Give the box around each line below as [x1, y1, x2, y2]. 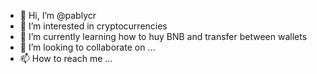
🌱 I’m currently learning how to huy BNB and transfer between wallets [19, 31, 308, 42]
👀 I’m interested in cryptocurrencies [19, 20, 168, 32]
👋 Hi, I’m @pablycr [19, 10, 97, 21]
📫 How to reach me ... [19, 53, 113, 64]
